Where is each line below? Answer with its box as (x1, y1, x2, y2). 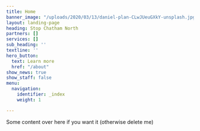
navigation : (11, 86, 42, 92)
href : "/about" (11, 63, 49, 70)
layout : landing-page (6, 20, 60, 25)
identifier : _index (17, 91, 65, 97)
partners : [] (6, 31, 39, 37)
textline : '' (6, 47, 39, 53)
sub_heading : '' (6, 42, 46, 48)
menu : (6, 81, 20, 87)
